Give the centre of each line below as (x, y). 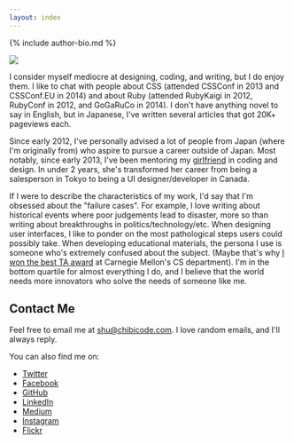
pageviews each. (40, 123)
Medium (37, 412)
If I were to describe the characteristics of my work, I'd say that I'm (132, 195)
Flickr (32, 431)
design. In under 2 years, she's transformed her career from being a (133, 169)
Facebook (40, 384)
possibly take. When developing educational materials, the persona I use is (146, 243)
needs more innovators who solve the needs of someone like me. (128, 281)
